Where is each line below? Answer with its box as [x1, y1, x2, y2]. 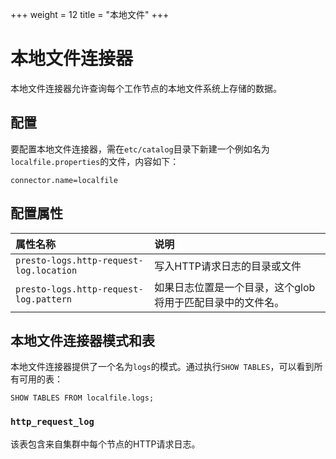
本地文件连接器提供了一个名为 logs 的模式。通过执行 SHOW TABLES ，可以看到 [10, 361, 315, 373]
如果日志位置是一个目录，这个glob [154, 280, 316, 294]
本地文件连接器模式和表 [10, 332, 155, 349]
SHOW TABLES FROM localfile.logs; [10, 393, 155, 403]
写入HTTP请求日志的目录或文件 [154, 259, 302, 273]
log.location [15, 264, 78, 276]
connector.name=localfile [10, 175, 118, 185]
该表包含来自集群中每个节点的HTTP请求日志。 [10, 438, 201, 450]
